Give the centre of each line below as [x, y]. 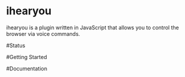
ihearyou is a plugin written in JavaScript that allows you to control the [92, 27]
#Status [16, 45]
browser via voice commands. [43, 33]
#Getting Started [27, 57]
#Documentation [27, 68]
